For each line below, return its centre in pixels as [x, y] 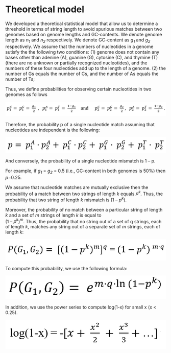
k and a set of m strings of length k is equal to [53, 215]
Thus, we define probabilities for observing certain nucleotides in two [78, 89]
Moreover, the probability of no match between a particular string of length [84, 209]
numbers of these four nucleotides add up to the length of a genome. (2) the [86, 68]
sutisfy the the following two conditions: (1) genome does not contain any [82, 52]
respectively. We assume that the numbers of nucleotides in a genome [79, 46]
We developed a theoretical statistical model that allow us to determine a [82, 23]
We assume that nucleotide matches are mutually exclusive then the [77, 187]
